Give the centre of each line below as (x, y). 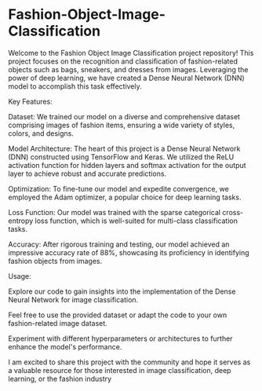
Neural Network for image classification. (73, 299)
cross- (233, 212)
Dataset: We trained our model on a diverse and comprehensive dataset (124, 116)
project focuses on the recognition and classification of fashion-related (123, 61)
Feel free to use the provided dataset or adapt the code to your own (118, 315)
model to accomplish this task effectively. (75, 86)
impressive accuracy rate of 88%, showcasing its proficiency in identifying (129, 252)
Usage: (20, 276)
